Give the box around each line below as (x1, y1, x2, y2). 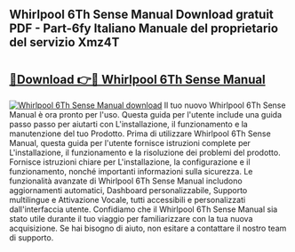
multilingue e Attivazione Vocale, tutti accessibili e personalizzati (9, 195, 246, 205)
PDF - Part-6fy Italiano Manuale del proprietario (9, 21, 278, 37)
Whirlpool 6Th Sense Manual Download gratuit (9, 7, 274, 22)
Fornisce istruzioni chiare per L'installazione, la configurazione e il (9, 157, 251, 167)
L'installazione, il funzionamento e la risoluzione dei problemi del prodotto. (9, 147, 282, 158)
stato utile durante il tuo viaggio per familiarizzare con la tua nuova (9, 214, 253, 224)
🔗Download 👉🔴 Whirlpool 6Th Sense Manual (9, 71, 266, 87)
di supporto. (9, 232, 54, 243)
